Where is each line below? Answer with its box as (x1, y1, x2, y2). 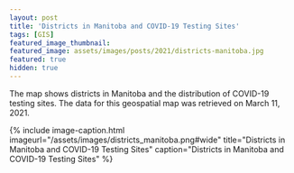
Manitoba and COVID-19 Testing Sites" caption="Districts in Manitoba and (9, 143, 284, 154)
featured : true (9, 55, 67, 64)
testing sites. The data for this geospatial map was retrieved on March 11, (9, 97, 280, 108)
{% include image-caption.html (9, 124, 125, 135)
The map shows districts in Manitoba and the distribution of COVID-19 (9, 87, 270, 99)
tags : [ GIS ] (9, 30, 54, 39)
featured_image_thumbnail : (9, 38, 111, 48)
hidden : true (9, 64, 59, 73)
